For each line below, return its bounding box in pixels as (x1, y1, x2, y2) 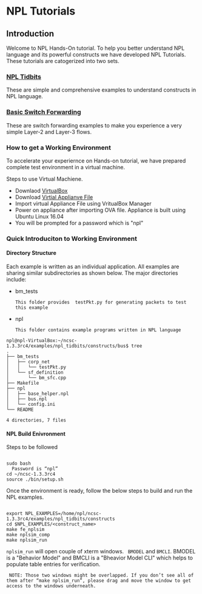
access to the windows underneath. (6, 583, 96, 589)
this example (15, 305, 49, 311)
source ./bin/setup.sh (6, 476, 64, 483)
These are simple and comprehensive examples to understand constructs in (6, 86, 197, 93)
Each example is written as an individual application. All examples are (6, 263, 180, 271)
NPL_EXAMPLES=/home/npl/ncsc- (25, 511, 102, 517)
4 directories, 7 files (6, 417, 67, 424)
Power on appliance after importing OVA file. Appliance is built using (15, 206, 186, 214)
